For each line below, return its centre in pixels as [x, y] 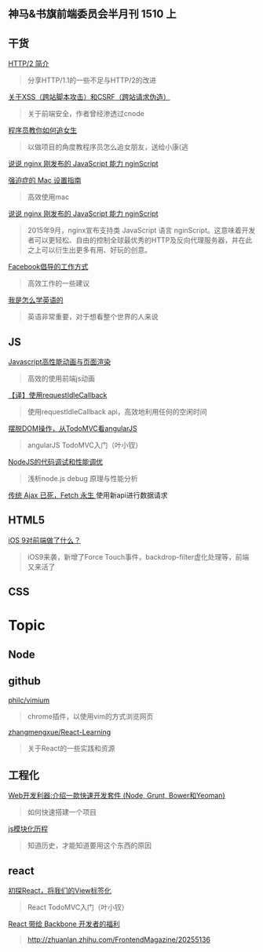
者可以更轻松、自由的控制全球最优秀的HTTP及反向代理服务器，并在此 [140, 240]
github [25, 681]
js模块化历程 [28, 829]
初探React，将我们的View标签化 [60, 891]
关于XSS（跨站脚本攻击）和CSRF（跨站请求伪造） [89, 97]
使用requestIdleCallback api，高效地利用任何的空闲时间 [117, 412]
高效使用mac [48, 197]
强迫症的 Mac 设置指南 [45, 181]
